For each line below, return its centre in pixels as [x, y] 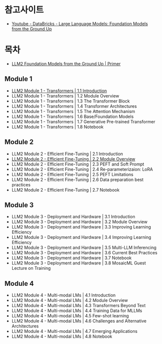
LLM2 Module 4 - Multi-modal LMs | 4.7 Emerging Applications [74, 331]
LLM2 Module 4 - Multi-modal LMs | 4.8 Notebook [62, 336]
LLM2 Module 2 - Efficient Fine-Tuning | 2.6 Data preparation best [77, 180]
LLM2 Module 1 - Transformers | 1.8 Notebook [57, 127]
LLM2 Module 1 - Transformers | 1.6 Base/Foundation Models [73, 116]
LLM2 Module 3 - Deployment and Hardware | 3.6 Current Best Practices [84, 253]
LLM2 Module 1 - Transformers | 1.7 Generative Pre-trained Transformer [83, 121]
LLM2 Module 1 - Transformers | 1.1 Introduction [59, 91]
